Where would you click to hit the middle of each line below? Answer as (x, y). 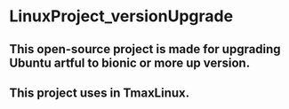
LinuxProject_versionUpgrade (121, 16)
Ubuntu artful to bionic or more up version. (130, 62)
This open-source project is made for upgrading (145, 49)
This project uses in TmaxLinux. (99, 93)
